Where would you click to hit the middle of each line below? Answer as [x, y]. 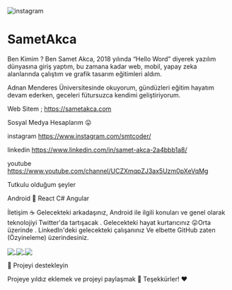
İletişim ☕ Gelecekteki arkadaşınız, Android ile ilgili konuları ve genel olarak [116, 212]
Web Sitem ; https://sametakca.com [59, 109]
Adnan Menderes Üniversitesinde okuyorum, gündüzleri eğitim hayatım [111, 87]
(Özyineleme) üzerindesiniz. [48, 237]
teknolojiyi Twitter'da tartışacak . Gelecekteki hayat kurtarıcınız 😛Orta [109, 222]
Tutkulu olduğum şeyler [42, 184]
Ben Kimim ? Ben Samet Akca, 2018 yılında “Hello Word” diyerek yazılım [112, 59]
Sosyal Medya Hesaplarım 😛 [50, 122]
